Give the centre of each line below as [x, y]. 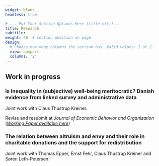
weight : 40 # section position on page [48, 38]
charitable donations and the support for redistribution [73, 143]
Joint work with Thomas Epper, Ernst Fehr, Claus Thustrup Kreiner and [78, 153]
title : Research [22, 28]
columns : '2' [23, 56]
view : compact [24, 52]
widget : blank [20, 10]
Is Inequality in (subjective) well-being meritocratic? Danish [80, 91]
